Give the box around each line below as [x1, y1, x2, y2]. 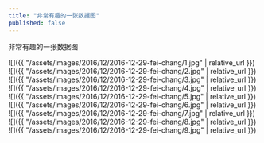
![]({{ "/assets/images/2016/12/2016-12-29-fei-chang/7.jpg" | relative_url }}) [8, 108, 256, 118]
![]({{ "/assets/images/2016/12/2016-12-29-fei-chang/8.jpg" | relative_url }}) [8, 117, 257, 126]
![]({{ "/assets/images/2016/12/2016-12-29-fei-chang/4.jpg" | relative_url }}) [8, 83, 257, 92]
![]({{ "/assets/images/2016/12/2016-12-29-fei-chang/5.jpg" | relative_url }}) [8, 91, 257, 101]
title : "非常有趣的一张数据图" [8, 11, 100, 20]
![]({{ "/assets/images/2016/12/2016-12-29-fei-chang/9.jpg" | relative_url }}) [8, 125, 257, 135]
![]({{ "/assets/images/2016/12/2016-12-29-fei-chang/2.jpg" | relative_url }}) [8, 66, 257, 75]
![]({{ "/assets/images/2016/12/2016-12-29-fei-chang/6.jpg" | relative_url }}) [8, 100, 257, 110]
